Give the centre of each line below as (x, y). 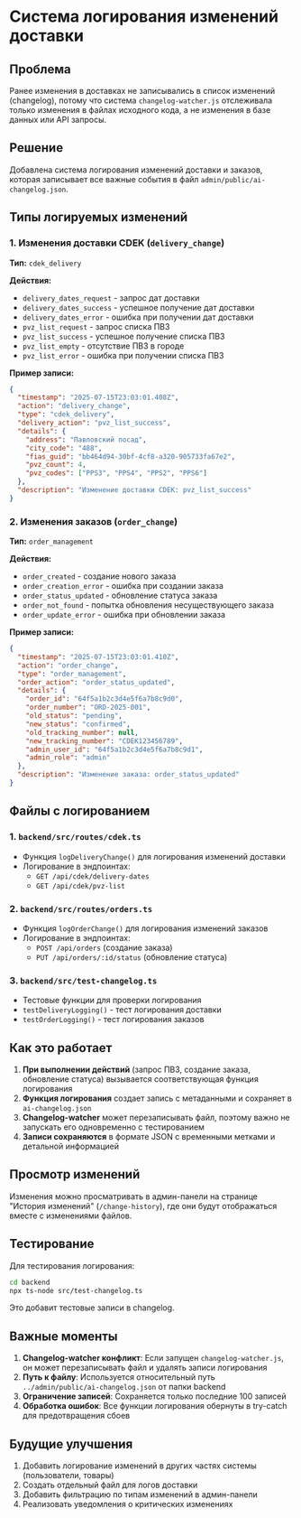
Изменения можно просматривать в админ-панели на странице (134, 1196)
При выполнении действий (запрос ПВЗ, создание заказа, (136, 1070)
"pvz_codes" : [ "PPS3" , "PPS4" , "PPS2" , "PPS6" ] (116, 473)
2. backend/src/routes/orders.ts (81, 908)
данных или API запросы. (58, 120)
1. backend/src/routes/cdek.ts (75, 837)
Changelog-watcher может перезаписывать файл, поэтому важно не (156, 1118)
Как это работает (61, 1048)
